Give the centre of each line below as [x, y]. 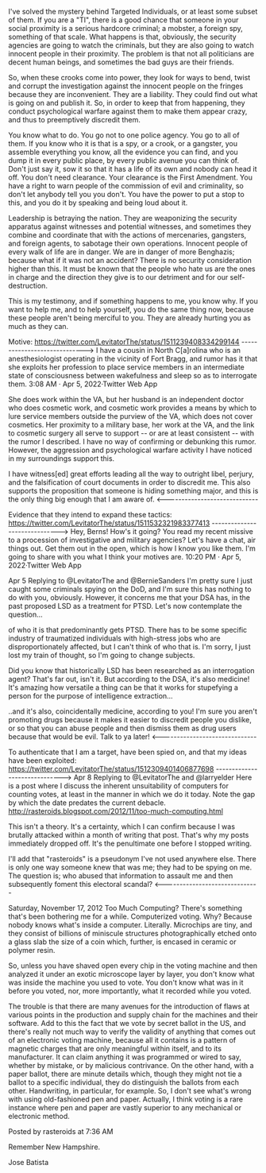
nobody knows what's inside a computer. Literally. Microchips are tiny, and [130, 925]
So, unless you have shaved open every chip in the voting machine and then [133, 966]
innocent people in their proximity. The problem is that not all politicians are [131, 54]
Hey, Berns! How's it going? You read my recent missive [162, 531]
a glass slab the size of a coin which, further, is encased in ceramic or [122, 942]
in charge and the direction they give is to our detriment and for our [118, 277]
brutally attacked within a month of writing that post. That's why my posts [129, 835]
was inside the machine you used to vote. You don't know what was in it [126, 982]
